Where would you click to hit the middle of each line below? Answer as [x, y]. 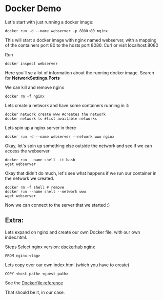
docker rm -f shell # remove [35, 187]
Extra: [14, 220]
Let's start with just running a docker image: [49, 22]
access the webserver [27, 151]
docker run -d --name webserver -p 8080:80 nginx [57, 31]
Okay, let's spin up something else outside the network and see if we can [79, 146]
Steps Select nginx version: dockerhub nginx [50, 247]
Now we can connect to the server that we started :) [58, 205]
